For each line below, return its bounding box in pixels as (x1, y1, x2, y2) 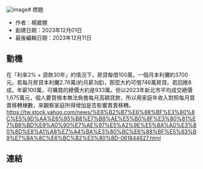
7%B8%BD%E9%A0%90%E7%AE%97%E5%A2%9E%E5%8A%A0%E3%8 (6, 121, 197, 129)
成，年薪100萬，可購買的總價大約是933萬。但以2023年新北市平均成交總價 (6, 86, 193, 93)
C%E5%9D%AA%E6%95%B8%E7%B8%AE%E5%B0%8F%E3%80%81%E (6, 115, 196, 122)
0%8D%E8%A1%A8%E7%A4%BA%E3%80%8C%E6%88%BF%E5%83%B (6, 128, 197, 135)
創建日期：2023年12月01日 (15, 27, 83, 34)
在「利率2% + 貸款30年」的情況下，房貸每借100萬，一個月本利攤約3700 (6, 71, 188, 78)
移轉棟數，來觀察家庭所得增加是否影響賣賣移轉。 (11, 101, 134, 109)
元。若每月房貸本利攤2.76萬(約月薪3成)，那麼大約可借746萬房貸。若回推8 (6, 79, 192, 86)
